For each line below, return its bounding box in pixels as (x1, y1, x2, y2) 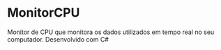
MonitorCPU (7, 5, 80, 21)
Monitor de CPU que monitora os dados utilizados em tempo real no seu (7, 28, 215, 36)
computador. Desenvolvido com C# (7, 35, 109, 43)
